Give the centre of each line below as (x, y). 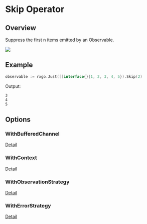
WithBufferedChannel (33, 134)
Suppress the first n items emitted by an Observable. (60, 40)
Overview (21, 28)
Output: (13, 86)
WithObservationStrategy (37, 182)
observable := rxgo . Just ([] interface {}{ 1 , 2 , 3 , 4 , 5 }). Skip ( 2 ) (74, 76)
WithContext (21, 158)
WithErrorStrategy (28, 205)
